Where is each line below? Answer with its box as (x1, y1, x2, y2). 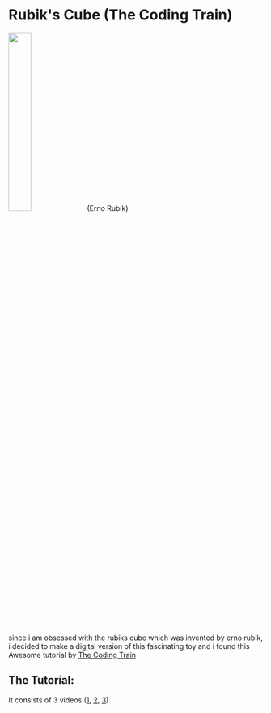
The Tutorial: (8, 673, 74, 687)
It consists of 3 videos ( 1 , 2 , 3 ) (8, 695, 109, 705)
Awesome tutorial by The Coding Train (8, 650, 136, 659)
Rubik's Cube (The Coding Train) (8, 6, 233, 24)
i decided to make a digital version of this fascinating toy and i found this (8, 641, 250, 651)
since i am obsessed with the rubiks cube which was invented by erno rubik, (8, 633, 263, 642)
